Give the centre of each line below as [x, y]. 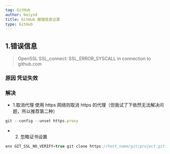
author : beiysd [21, 15]
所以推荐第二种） [39, 111]
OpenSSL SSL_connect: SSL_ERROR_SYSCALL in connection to [84, 58]
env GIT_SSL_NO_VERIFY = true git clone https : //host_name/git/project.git [85, 146]
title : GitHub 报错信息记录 [33, 19]
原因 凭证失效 [22, 78]
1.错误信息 [21, 46]
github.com [30, 64]
